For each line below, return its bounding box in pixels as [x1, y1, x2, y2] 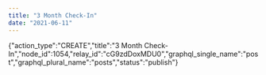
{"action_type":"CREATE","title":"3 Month [8, 40, 143, 50]
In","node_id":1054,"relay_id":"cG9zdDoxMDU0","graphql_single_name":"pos [8, 49, 259, 58]
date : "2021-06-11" [8, 19, 73, 27]
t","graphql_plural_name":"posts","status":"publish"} [8, 57, 179, 67]
